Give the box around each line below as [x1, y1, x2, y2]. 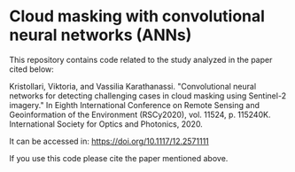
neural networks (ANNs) [9, 25, 192, 45]
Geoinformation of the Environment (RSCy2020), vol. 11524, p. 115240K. [9, 109, 271, 120]
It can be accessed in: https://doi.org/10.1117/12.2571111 [9, 136, 210, 146]
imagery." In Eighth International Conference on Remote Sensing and [9, 99, 260, 110]
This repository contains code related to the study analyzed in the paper [9, 54, 273, 65]
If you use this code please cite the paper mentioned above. [9, 152, 229, 163]
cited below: [9, 64, 55, 74]
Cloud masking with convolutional [9, 6, 266, 27]
